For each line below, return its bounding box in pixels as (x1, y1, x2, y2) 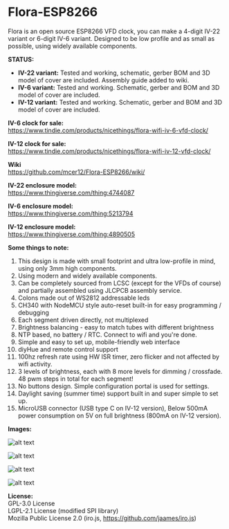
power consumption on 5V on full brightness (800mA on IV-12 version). (17, 411, 221, 420)
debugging (17, 308, 49, 316)
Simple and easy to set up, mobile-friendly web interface (17, 337, 181, 346)
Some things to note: (8, 243, 69, 251)
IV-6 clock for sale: (8, 118, 64, 127)
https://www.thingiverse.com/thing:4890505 (8, 230, 136, 238)
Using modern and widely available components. (17, 271, 158, 280)
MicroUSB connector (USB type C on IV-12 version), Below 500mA (17, 404, 208, 412)
